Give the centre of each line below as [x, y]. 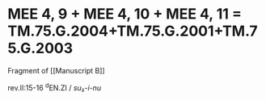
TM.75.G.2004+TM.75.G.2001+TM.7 [133, 31]
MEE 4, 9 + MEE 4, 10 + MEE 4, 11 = [125, 14]
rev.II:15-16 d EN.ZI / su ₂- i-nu [55, 87]
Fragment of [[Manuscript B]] [57, 70]
